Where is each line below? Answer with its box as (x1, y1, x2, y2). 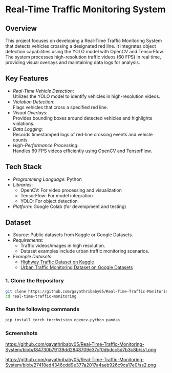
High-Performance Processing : (12, 142, 79, 148)
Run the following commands (5, 306, 80, 313)
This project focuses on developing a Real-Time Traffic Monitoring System (5, 37, 162, 44)
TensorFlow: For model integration (20, 192, 93, 198)
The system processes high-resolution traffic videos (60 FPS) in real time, (5, 54, 161, 60)
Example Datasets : (12, 254, 53, 260)
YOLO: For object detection (20, 198, 78, 204)
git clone (5, 288, 27, 294)
